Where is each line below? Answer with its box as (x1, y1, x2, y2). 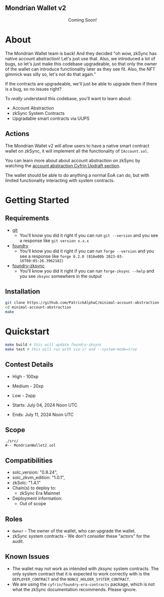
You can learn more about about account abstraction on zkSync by (5, 157, 141, 163)
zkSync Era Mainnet (19, 490, 60, 496)
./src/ (5, 439, 19, 444)
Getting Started (5, 194, 70, 206)
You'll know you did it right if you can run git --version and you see (19, 232, 159, 238)
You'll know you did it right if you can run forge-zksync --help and (19, 268, 155, 274)
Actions (5, 130, 29, 138)
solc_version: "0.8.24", (12, 469, 58, 475)
